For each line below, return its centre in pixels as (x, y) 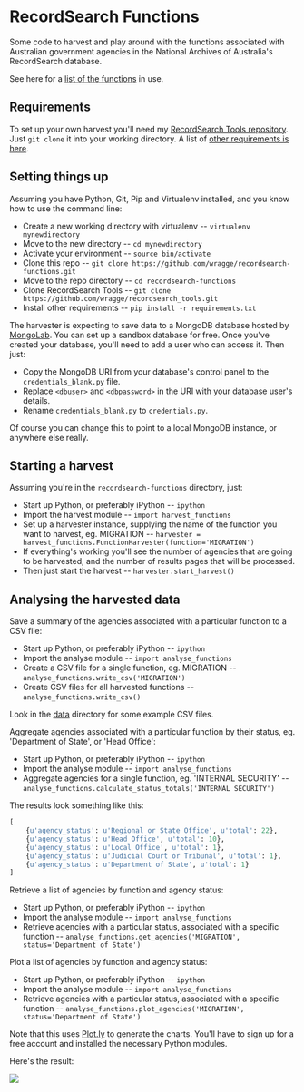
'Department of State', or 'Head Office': (83, 742)
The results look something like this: (77, 805)
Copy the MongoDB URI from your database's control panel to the (146, 371)
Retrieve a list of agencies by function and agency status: (117, 890)
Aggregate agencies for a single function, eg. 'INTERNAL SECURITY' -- (156, 778)
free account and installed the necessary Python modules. (118, 1044)
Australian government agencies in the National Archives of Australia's (142, 51)
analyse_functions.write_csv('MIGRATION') (104, 678)
